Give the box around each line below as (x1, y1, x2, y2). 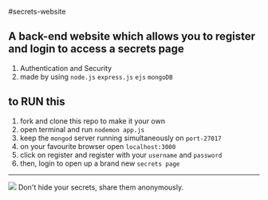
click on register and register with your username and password (19, 150, 223, 159)
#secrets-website (8, 7, 66, 16)
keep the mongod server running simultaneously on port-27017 (19, 133, 222, 143)
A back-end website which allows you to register (8, 29, 256, 43)
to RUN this (8, 95, 65, 108)
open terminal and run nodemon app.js (19, 124, 145, 134)
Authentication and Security (19, 63, 112, 73)
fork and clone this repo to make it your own (19, 116, 166, 126)
